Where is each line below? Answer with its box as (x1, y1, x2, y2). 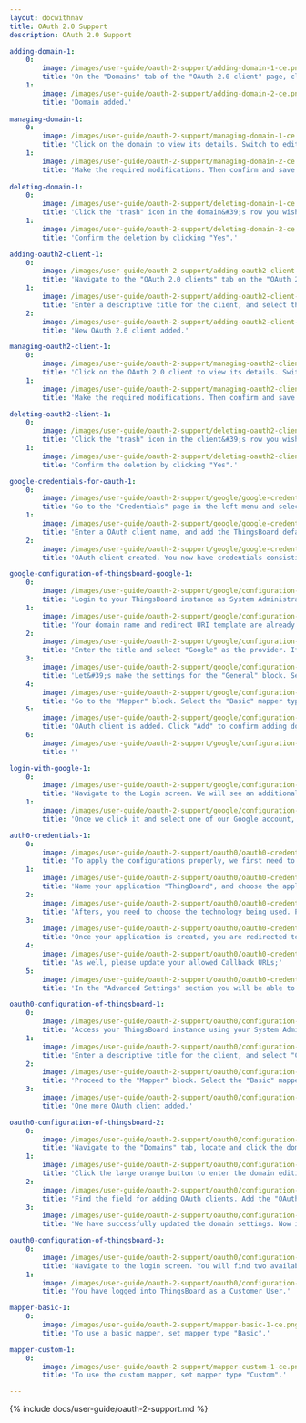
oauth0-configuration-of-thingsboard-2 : (9, 1118, 166, 1127)
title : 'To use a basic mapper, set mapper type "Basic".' (42, 1328, 271, 1337)
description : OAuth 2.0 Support (9, 30, 132, 39)
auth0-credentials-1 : (9, 831, 92, 840)
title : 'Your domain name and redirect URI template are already (42, 620, 296, 630)
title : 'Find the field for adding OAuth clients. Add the (42, 1194, 271, 1203)
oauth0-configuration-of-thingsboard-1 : (9, 999, 166, 1009)
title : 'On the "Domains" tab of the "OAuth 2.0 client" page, (42, 72, 287, 82)
